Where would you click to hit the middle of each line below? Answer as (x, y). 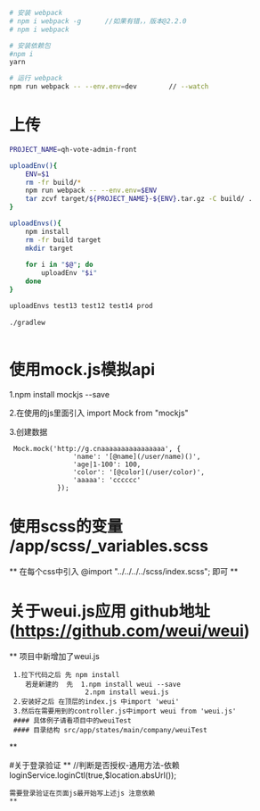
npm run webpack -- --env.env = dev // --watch (109, 87)
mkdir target (49, 248)
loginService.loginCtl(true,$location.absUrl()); (93, 775)
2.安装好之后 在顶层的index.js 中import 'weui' (96, 702)
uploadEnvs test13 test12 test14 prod (81, 305)
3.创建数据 (28, 432)
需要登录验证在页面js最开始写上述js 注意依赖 (82, 794)
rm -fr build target (63, 240)
